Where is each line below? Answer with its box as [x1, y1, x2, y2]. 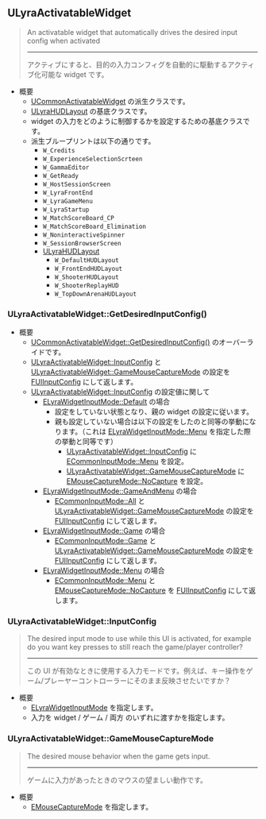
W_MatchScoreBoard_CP [42, 214, 114, 222]
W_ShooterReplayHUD [54, 281, 120, 289]
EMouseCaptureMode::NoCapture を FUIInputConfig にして [54, 585, 249, 595]
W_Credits [42, 146, 75, 154]
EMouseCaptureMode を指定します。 [30, 802, 152, 811]
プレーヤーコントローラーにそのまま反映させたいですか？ [43, 676, 231, 686]
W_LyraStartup [42, 206, 90, 214]
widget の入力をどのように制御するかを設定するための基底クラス [30, 116, 243, 126]
